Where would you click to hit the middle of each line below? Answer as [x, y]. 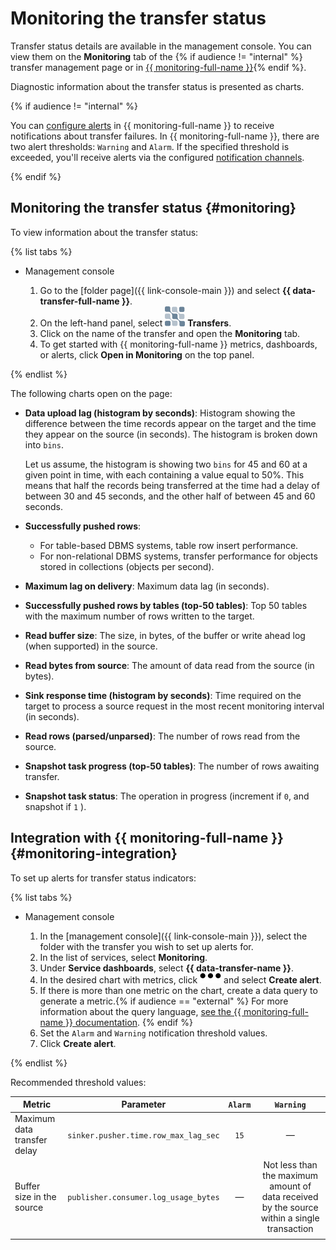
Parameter [144, 1104]
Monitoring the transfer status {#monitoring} [153, 208]
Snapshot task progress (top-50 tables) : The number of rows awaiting [172, 766]
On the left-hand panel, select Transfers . [135, 323]
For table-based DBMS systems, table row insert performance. [169, 545]
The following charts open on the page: [91, 393]
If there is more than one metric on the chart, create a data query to [178, 990]
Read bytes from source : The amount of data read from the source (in [169, 665]
